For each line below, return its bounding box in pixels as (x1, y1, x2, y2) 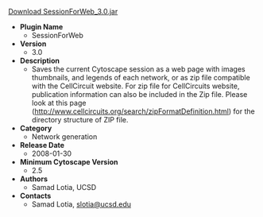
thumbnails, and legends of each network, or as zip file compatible (31, 73, 250, 82)
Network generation (31, 132, 98, 141)
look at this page (31, 99, 87, 107)
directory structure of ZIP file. (31, 115, 129, 124)
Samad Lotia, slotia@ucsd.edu (31, 200, 131, 209)
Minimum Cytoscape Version (19, 157, 118, 166)
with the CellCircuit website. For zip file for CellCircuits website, (31, 81, 240, 91)
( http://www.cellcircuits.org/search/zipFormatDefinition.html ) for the (31, 107, 256, 116)
